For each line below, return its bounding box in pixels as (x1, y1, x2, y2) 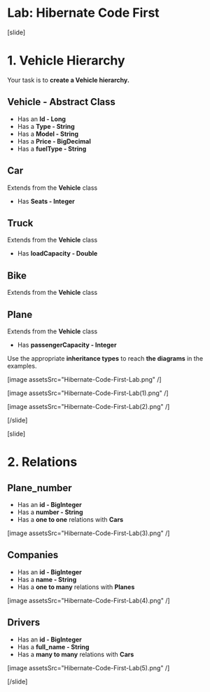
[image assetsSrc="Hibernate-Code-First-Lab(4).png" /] (7, 596, 170, 604)
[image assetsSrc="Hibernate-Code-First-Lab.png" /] (7, 375, 162, 383)
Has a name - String (17, 575, 77, 583)
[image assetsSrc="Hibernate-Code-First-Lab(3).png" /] (7, 529, 170, 537)
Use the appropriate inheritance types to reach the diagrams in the (7, 354, 204, 362)
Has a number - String (17, 508, 83, 516)
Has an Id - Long (17, 114, 66, 123)
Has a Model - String (17, 130, 79, 138)
